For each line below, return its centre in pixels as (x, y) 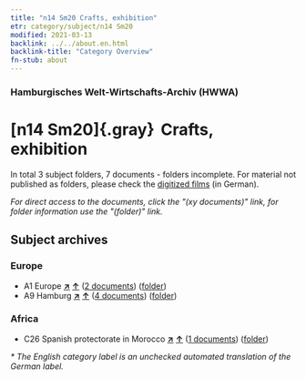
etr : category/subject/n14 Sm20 (71, 26)
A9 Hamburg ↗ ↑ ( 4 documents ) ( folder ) (100, 295)
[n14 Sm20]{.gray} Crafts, (112, 130)
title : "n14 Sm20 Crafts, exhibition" (84, 18)
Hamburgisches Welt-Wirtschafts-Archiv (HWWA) (125, 92)
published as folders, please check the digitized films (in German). (135, 184)
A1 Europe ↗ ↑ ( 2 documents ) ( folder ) (95, 286)
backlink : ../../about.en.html (70, 43)
